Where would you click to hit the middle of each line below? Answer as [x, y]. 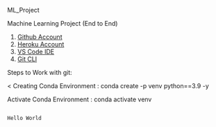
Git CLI [27, 59]
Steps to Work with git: [40, 73]
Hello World [24, 118]
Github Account [40, 37]
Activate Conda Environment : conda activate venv [80, 99]
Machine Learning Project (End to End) [63, 23]
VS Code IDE [35, 52]
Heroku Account [41, 44]
